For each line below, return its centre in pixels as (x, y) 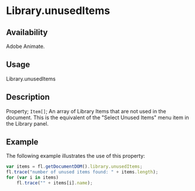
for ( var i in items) (32, 178)
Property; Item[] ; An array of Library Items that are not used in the (86, 111)
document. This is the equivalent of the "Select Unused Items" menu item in (97, 117)
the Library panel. (27, 123)
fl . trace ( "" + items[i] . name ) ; (55, 183)
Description (28, 97)
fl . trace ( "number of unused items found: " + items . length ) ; (82, 172)
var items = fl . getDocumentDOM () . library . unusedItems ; (74, 167)
